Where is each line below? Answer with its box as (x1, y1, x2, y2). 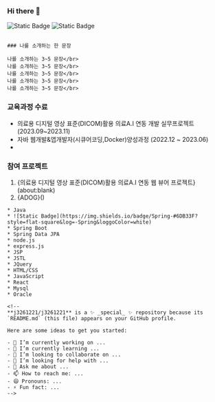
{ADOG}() (16, 193, 45, 202)
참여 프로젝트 (7, 161, 48, 171)
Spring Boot (13, 224, 48, 231)
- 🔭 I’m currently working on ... (7, 339, 106, 346)
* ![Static (7, 213, 38, 220)
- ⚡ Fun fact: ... (7, 383, 60, 391)
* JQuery (7, 261, 32, 268)
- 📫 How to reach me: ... (7, 370, 84, 377)
